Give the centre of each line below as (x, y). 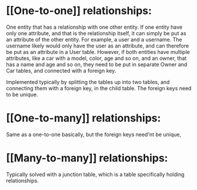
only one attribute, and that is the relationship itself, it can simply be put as (96, 33)
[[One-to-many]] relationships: (84, 118)
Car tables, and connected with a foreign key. (61, 70)
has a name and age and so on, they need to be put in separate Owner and (97, 64)
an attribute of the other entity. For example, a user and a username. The (94, 39)
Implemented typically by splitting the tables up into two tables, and (88, 82)
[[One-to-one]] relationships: (79, 11)
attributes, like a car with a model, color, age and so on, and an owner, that (96, 58)
